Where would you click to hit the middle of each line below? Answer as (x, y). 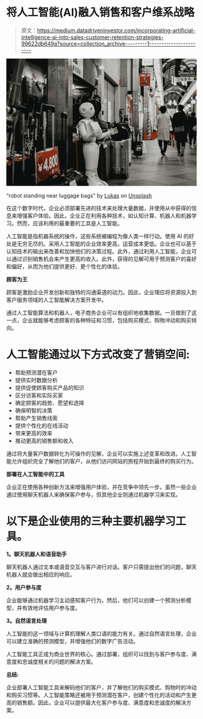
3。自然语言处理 (27, 621)
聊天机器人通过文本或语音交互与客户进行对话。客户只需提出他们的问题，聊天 (101, 567)
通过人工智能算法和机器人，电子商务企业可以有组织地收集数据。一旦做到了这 (101, 312)
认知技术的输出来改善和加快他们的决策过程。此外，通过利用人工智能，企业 (99, 251)
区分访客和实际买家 (39, 395)
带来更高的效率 (34, 433)
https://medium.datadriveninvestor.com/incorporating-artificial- (116, 30)
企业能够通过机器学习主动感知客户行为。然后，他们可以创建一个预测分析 (96, 600)
